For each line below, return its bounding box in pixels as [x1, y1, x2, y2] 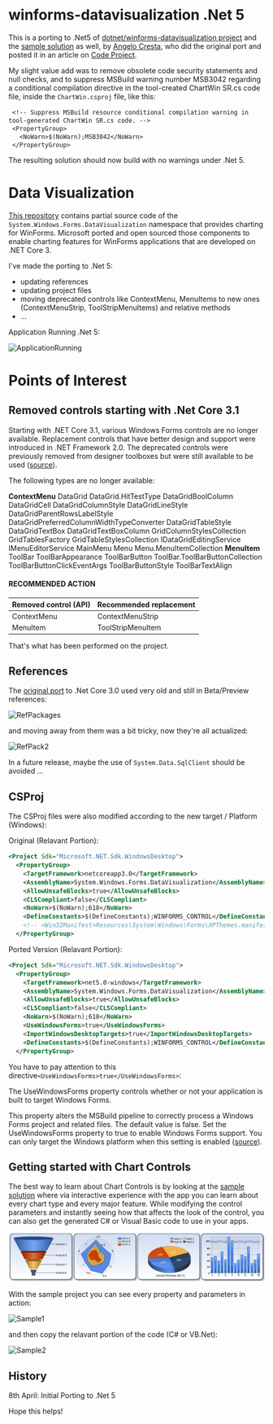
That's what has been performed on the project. [8, 640, 169, 650]
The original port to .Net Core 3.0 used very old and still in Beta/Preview [8, 686, 249, 696]
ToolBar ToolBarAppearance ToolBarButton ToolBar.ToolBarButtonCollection [8, 552, 262, 561]
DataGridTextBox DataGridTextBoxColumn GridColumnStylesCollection [8, 526, 246, 535]
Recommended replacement [97, 600, 196, 609]
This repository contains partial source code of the [8, 210, 179, 221]
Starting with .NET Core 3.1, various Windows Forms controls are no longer [8, 425, 258, 435]
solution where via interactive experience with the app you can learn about [8, 1190, 258, 1200]
